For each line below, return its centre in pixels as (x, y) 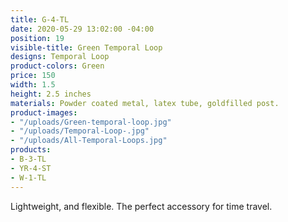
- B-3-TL (28, 159)
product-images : (44, 112)
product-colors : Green (57, 66)
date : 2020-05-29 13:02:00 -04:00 (82, 29)
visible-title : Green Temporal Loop (86, 47)
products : (31, 150)
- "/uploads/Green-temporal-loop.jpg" (91, 122)
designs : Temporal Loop (60, 57)
